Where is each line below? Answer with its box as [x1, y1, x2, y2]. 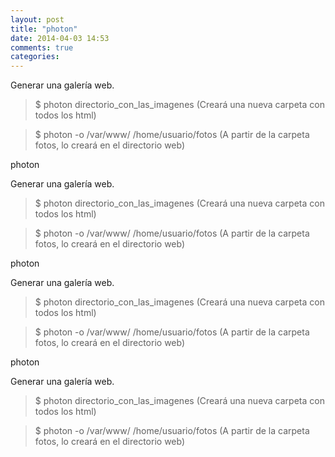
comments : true [10, 42, 74, 53]
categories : [10, 52, 60, 62]
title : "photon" [10, 24, 78, 34]
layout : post [10, 14, 65, 25]
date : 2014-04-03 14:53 [10, 33, 110, 43]
